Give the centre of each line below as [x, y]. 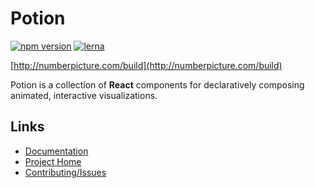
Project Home [53, 161]
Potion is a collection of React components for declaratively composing [157, 84]
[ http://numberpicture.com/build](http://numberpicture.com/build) [146, 65]
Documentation [56, 151]
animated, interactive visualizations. [84, 95]
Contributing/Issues [65, 172]
